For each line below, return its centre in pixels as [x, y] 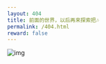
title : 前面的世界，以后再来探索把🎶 [53, 20]
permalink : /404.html [38, 26]
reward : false [28, 33]
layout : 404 [24, 14]
